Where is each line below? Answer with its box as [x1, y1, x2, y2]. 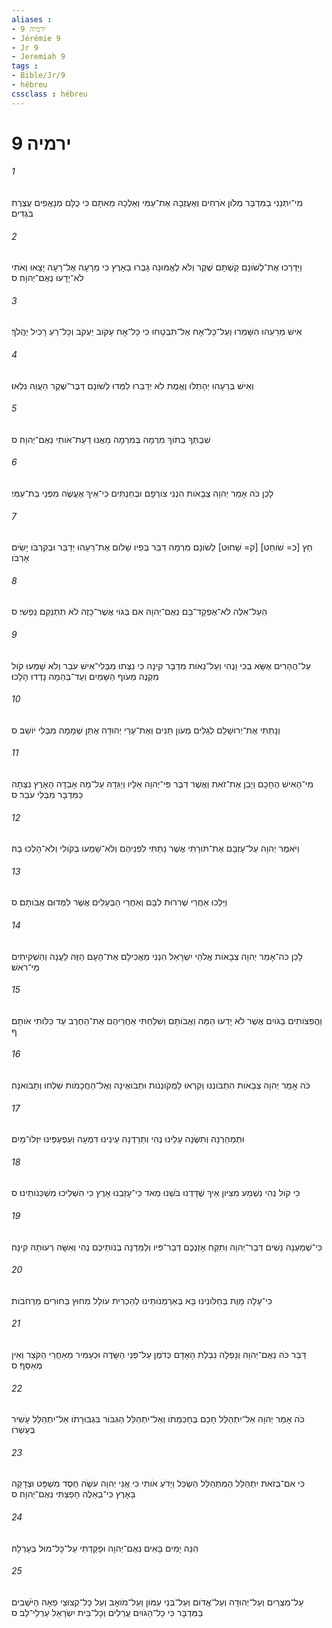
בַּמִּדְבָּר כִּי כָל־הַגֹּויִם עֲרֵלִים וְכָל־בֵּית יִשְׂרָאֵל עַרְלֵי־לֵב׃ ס [11, 1606, 204, 1618]
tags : [11, 61, 39, 71]
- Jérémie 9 [11, 33, 61, 43]
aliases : [11, 14, 53, 25]
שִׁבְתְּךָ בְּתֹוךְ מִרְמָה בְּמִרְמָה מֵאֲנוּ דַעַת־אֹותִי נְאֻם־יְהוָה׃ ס [11, 433, 211, 445]
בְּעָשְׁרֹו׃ [11, 1424, 36, 1436]
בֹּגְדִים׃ [11, 207, 34, 220]
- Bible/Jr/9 [11, 71, 66, 81]
